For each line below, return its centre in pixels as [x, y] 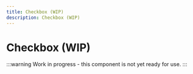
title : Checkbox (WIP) [35, 12]
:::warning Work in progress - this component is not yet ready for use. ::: [97, 64]
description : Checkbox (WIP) [43, 18]
